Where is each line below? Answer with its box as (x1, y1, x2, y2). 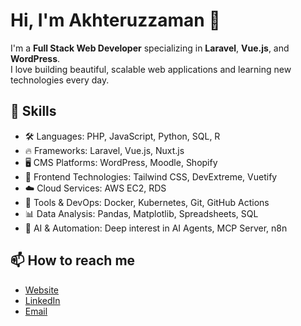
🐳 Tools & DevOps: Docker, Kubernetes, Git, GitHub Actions (24, 196, 270, 208)
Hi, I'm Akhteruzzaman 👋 (10, 9, 221, 32)
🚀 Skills (10, 103, 57, 120)
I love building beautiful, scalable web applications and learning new (10, 63, 292, 75)
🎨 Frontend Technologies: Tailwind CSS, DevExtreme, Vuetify (24, 170, 278, 183)
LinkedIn (24, 294, 61, 306)
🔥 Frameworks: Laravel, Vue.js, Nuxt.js (24, 144, 185, 156)
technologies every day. (10, 74, 110, 86)
